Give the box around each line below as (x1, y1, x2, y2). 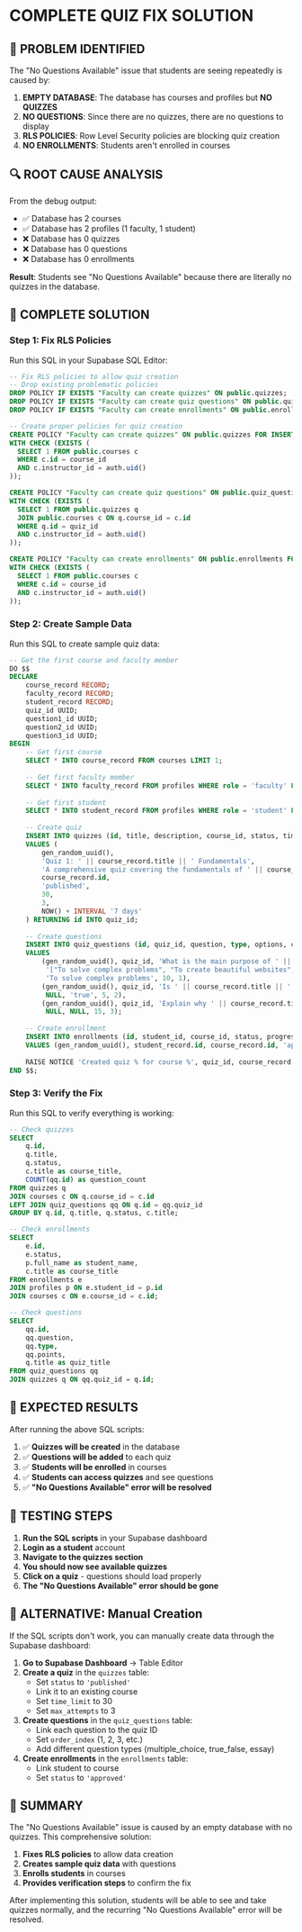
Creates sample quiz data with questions (22, 1858, 177, 1869)
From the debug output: (9, 195, 97, 206)
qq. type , (25, 1341, 58, 1350)
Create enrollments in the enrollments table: (22, 1753, 189, 1764)
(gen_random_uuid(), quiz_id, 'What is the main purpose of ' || (41, 957, 292, 966)
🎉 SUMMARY (9, 1798, 84, 1813)
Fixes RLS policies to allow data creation (22, 1849, 173, 1860)
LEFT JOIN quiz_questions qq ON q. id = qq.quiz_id (9, 1200, 203, 1209)
